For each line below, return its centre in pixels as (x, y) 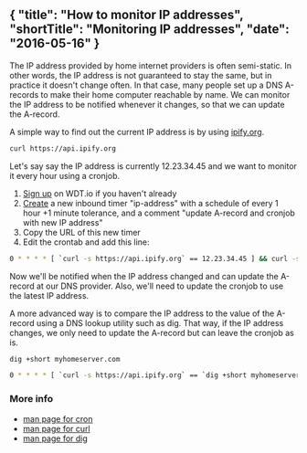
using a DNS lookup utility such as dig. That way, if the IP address (160, 322)
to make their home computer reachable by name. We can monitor (165, 94)
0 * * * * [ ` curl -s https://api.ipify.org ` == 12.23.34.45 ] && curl (149, 258)
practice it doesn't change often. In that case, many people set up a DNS (146, 85)
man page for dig (55, 438)
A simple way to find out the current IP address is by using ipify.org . (137, 132)
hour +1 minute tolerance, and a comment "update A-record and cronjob (159, 213)
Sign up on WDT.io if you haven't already (100, 193)
